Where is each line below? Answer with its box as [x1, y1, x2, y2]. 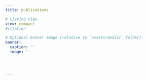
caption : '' [10, 45, 35, 50]
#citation [5, 26, 26, 31]
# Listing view [5, 16, 38, 22]
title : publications [5, 7, 49, 13]
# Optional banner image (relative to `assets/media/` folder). [5, 35, 144, 41]
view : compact [5, 21, 35, 26]
